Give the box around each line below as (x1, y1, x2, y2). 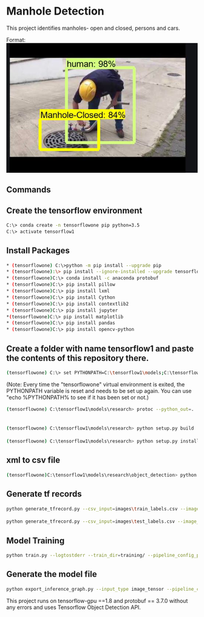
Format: (6, 36, 26, 43)
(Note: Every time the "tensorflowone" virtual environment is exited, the (6, 380, 185, 388)
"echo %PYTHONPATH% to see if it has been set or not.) (6, 394, 149, 401)
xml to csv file (6, 455, 61, 465)
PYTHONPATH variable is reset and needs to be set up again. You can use (6, 387, 192, 394)
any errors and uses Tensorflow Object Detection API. (6, 604, 141, 611)
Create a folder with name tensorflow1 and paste (6, 343, 194, 354)
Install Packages (6, 245, 70, 256)
